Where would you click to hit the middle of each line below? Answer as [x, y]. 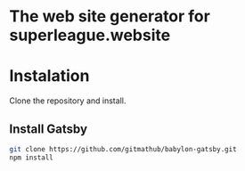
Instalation [49, 76]
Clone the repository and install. [68, 101]
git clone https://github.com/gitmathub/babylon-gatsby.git [123, 149]
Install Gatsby [48, 129]
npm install [31, 158]
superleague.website [90, 35]
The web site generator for [110, 16]
